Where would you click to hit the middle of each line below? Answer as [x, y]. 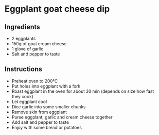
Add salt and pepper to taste [40, 122]
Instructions [23, 69]
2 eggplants [24, 38]
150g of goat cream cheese [39, 44]
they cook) [22, 96]
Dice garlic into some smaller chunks [49, 107]
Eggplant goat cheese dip [57, 9]
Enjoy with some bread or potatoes [47, 127]
